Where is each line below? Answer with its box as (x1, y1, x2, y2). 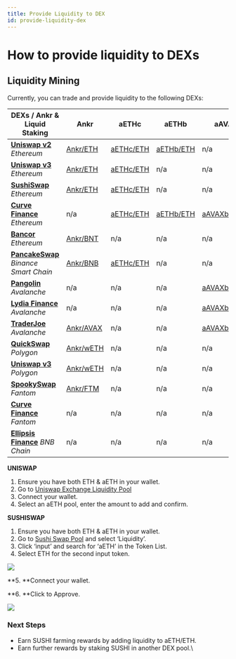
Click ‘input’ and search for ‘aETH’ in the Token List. (17, 542, 167, 550)
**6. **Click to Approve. (7, 590, 81, 598)
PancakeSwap (11, 249, 60, 259)
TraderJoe (11, 319, 46, 328)
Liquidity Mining (7, 75, 80, 87)
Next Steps (7, 620, 46, 630)
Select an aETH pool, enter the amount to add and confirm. (17, 500, 188, 508)
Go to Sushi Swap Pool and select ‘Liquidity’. (17, 534, 146, 542)
